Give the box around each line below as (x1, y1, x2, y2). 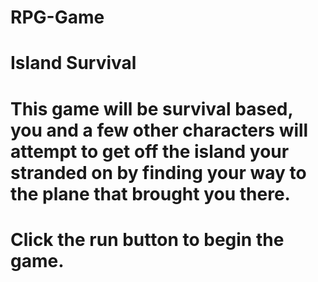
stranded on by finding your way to (10, 161, 307, 184)
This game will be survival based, (10, 97, 293, 120)
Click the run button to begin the (10, 228, 285, 251)
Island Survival (10, 52, 137, 75)
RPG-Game (10, 6, 105, 29)
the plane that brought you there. (10, 182, 291, 205)
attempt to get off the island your (10, 140, 290, 163)
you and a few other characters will (10, 119, 309, 141)
